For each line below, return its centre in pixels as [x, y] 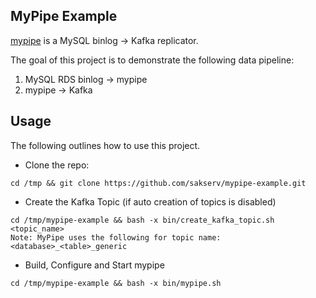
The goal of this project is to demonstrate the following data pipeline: [152, 60]
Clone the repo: [57, 165]
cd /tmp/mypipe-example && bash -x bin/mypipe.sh [116, 283]
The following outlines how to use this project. [105, 145]
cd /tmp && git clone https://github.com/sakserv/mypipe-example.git [158, 183]
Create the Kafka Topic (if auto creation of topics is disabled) [150, 201]
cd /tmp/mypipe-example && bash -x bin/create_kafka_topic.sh [142, 220]
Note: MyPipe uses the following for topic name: [116, 237]
